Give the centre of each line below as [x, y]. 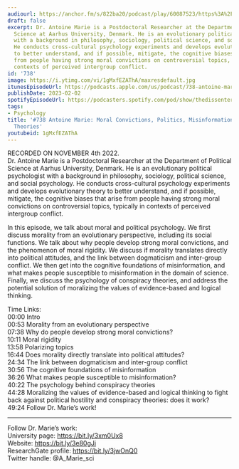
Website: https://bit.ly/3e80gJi [52, 443]
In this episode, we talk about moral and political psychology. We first [109, 228]
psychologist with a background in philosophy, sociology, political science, [117, 176]
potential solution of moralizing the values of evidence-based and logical [114, 288]
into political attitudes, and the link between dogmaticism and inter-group [115, 258]
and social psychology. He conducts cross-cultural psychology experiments [119, 184]
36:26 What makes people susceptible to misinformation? [92, 377]
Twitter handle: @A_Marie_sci [51, 458]
